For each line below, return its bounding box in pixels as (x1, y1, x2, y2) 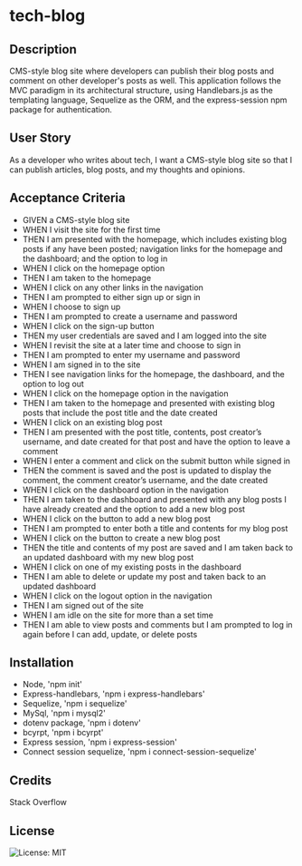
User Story (9, 131, 71, 146)
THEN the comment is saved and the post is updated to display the (22, 464, 272, 476)
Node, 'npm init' (22, 679, 83, 690)
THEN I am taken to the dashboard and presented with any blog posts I (22, 493, 287, 504)
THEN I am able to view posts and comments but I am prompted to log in (22, 618, 293, 630)
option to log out (22, 378, 84, 389)
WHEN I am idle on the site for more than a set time (22, 609, 214, 620)
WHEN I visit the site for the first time (22, 224, 161, 235)
